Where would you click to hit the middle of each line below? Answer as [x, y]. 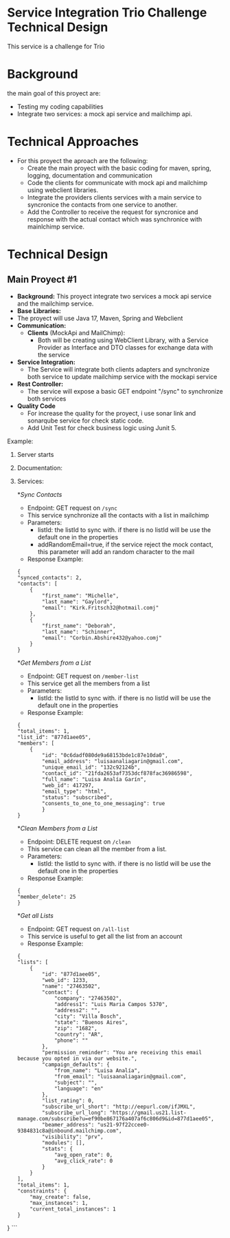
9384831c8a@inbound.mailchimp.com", [69, 1131]
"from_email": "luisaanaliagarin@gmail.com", [120, 1076]
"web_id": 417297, [68, 785]
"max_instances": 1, [59, 1203]
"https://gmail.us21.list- [148, 1113]
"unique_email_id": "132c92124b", [91, 767]
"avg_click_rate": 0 [83, 1161]
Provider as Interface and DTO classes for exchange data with [125, 347]
